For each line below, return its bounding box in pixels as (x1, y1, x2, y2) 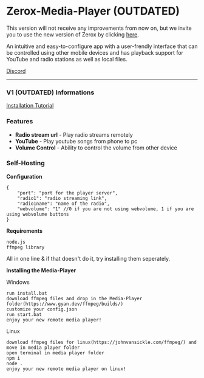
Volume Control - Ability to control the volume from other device (15, 144, 177, 151)
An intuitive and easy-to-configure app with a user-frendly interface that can (6, 43, 198, 50)
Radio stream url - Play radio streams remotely (15, 131, 134, 138)
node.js (6, 239, 26, 245)
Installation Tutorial (6, 102, 54, 109)
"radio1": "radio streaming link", (17, 195, 107, 201)
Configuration (6, 173, 42, 180)
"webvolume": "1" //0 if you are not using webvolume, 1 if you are (17, 205, 194, 212)
